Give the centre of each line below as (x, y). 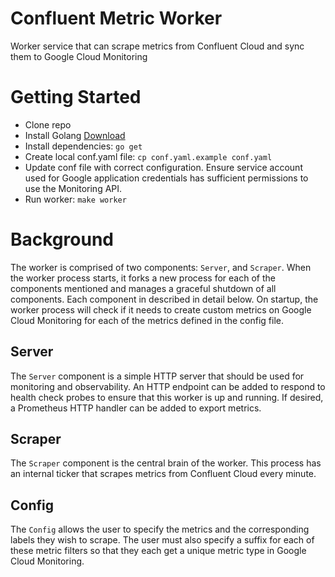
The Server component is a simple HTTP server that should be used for (157, 376)
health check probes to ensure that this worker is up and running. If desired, (167, 397)
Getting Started (76, 97)
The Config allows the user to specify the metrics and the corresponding (160, 529)
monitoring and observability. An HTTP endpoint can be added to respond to (168, 386)
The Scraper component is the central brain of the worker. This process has (166, 463)
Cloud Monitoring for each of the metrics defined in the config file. (147, 320)
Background (62, 239)
